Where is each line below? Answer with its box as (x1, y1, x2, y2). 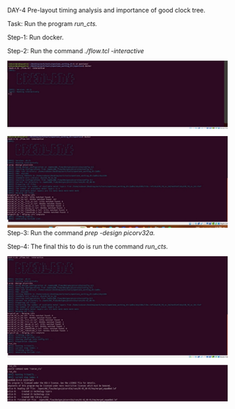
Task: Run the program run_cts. (7, 20, 98, 27)
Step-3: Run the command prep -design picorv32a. (7, 229, 155, 237)
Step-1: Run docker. (7, 33, 64, 41)
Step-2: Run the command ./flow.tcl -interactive (7, 47, 145, 55)
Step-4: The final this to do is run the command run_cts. (7, 242, 169, 251)
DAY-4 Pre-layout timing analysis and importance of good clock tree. (7, 6, 206, 14)
